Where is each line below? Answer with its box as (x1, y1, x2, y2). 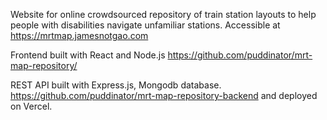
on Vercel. (10, 100, 53, 112)
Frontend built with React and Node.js (10, 49, 166, 61)
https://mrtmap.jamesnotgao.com (10, 30, 149, 41)
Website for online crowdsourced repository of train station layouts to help (10, 9, 317, 20)
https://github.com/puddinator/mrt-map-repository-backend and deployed (10, 90, 318, 101)
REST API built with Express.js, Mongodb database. (10, 79, 222, 91)
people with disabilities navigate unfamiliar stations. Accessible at (10, 19, 281, 31)
